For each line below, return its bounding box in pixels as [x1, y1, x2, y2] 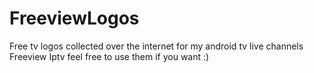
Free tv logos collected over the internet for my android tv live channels [9, 40, 304, 52]
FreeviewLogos [9, 7, 140, 30]
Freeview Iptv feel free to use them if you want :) [9, 50, 210, 62]
